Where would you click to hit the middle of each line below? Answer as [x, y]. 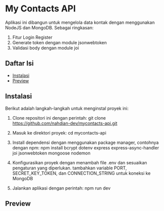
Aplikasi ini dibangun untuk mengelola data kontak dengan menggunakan [80, 22]
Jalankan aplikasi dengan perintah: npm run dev [61, 188]
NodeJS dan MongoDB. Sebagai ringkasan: [50, 27]
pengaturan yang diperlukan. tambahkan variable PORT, [70, 168]
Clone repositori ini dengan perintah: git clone [59, 118]
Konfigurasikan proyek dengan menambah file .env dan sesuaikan [80, 162]
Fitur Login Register [32, 37]
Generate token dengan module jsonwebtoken [59, 42]
